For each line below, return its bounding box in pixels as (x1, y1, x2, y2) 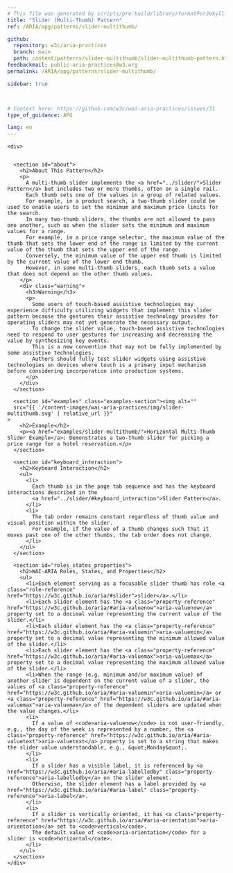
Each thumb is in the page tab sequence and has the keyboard (32, 483, 216, 490)
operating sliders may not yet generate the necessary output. (7, 319, 194, 326)
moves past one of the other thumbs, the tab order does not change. (7, 532, 213, 539)
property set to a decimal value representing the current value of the (7, 611, 222, 618)
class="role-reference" (7, 586, 76, 593)
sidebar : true (7, 80, 49, 87)
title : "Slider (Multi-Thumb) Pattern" (7, 17, 123, 24)
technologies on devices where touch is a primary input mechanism (7, 362, 207, 368)
